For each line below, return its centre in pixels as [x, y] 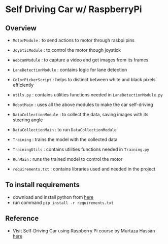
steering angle [28, 120]
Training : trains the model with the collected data [65, 140]
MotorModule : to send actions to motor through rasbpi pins [73, 40]
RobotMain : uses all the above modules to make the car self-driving [83, 104]
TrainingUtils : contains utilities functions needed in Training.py [81, 149]
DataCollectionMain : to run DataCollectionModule [64, 130]
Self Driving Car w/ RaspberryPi [74, 9]
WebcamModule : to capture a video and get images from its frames [80, 60]
